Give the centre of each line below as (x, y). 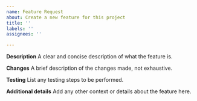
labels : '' (20, 29)
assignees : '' (24, 34)
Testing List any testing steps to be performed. (65, 80)
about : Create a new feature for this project (66, 17)
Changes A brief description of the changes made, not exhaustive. (89, 68)
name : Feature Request (35, 12)
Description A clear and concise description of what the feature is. (90, 57)
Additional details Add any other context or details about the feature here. (99, 91)
